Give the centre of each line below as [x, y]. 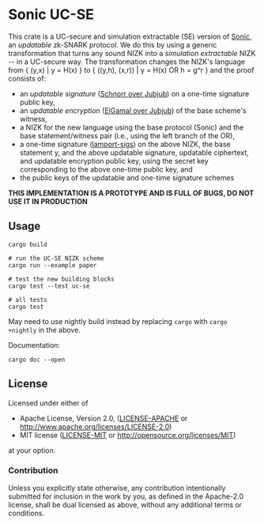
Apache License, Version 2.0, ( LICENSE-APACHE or [104, 418]
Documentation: [34, 345]
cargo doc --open [37, 360]
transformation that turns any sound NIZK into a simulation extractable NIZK [132, 53]
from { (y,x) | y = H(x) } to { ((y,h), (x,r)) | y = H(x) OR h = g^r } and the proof [131, 70]
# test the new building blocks [61, 279]
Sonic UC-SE [51, 15]
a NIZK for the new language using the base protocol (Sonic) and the [132, 127]
